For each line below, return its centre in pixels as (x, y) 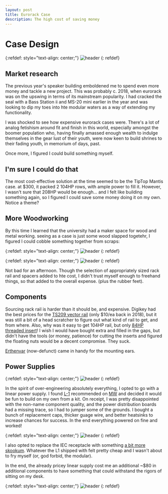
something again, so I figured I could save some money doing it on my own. (83, 197)
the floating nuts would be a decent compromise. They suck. (68, 341)
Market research (32, 74)
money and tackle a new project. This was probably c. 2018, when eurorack (83, 91)
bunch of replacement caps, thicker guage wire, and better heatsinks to (79, 415)
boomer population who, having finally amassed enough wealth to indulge (81, 133)
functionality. (19, 113)
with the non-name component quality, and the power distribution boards (81, 405)
